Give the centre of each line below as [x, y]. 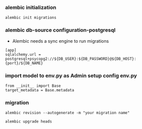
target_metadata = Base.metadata [40, 90]
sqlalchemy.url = [23, 54]
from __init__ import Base [33, 86]
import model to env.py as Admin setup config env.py [71, 75]
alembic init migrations [31, 18]
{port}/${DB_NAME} [24, 63]
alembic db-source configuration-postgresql [60, 30]
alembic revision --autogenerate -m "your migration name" [68, 113]
